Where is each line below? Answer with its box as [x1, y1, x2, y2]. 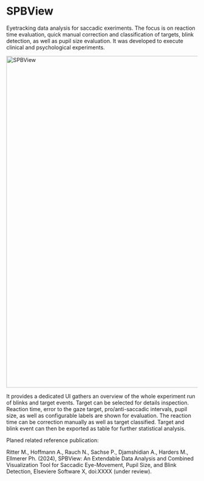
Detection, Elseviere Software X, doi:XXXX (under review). [6, 468, 152, 475]
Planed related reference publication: [6, 436, 99, 444]
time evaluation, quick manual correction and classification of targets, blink [6, 30, 194, 38]
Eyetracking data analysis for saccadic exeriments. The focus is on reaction [6, 24, 195, 32]
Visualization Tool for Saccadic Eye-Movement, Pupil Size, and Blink [6, 461, 177, 468]
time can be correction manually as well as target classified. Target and [6, 418, 185, 426]
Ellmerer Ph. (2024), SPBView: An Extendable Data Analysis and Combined [6, 454, 194, 462]
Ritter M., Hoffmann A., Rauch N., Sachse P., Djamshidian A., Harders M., [6, 448, 188, 455]
